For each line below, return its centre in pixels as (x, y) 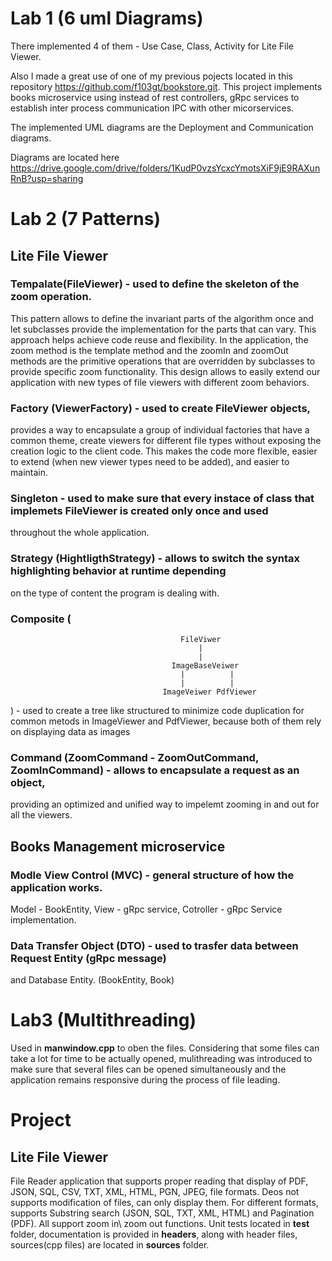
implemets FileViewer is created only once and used (139, 511)
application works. (56, 887)
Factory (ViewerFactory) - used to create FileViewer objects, (161, 408)
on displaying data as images (70, 731)
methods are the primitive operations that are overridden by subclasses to (163, 361)
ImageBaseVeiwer (205, 666)
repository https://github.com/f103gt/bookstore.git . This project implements (166, 86)
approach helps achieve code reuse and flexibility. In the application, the (159, 339)
